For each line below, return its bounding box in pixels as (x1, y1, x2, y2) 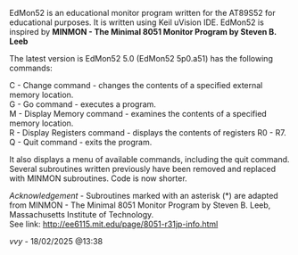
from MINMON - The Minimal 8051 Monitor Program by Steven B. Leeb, (9, 200, 271, 210)
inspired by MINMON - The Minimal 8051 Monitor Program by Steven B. (9, 27, 277, 37)
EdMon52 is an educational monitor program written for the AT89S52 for (9, 8, 277, 18)
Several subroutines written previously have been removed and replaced (9, 164, 277, 174)
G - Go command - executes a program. (9, 99, 156, 110)
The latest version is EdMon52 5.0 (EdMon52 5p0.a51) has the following (9, 53, 274, 63)
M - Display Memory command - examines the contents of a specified (9, 109, 268, 119)
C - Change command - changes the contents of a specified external (9, 80, 263, 90)
